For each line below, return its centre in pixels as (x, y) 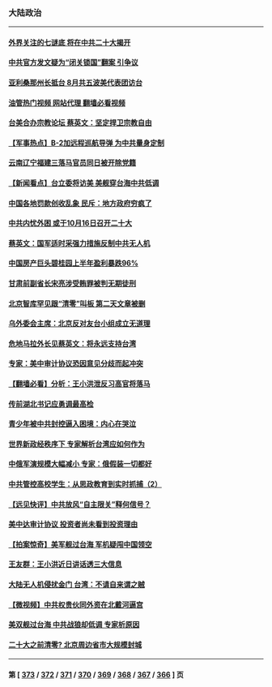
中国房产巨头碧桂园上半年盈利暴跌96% (74, 263)
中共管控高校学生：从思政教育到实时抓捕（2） (85, 483)
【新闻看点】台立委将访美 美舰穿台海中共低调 (84, 183)
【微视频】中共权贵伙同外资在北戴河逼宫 (76, 604)
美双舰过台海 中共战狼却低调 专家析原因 (74, 625)
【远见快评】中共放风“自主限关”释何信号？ (80, 504)
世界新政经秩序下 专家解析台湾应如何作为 (77, 444)
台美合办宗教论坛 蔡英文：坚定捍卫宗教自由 (80, 122)
